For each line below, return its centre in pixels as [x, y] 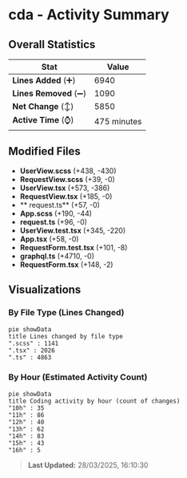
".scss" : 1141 [34, 343]
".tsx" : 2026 [32, 350]
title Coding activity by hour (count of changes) [94, 401]
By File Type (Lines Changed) [66, 313]
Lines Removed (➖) [49, 93]
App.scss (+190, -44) [56, 213]
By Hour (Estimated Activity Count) [78, 377]
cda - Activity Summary [89, 15]
